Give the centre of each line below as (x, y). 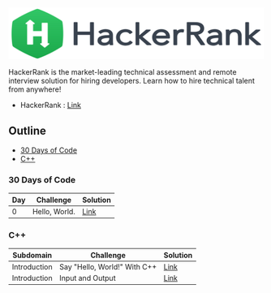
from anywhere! (35, 89)
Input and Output (88, 278)
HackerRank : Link (51, 106)
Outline (27, 130)
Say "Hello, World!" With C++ (108, 266)
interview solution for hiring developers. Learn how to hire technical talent (132, 81)
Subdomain (32, 255)
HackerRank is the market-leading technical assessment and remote (123, 72)
